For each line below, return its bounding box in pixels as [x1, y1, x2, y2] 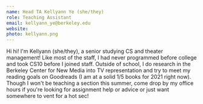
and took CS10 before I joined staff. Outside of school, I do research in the [6, 61, 191, 68]
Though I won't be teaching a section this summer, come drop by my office [6, 79, 194, 87]
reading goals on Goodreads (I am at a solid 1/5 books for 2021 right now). [6, 73, 191, 81]
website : [6, 25, 28, 32]
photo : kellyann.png [6, 31, 59, 37]
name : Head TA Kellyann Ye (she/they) [6, 8, 104, 15]
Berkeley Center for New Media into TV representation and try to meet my [6, 67, 191, 74]
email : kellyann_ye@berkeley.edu [6, 20, 91, 26]
